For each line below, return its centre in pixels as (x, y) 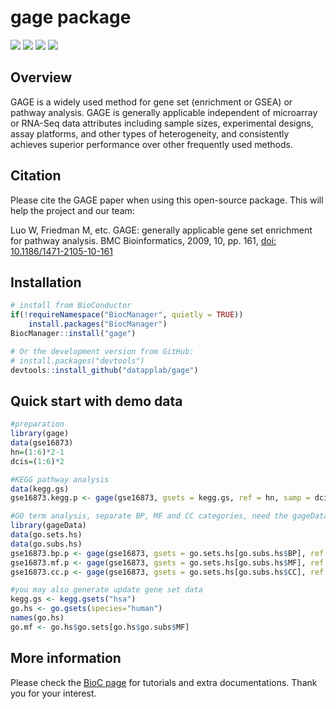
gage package (71, 17)
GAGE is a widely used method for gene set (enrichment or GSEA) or (151, 102)
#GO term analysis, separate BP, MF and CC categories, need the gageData (169, 516)
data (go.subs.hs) (46, 544)
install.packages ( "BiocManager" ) (98, 324)
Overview (41, 77)
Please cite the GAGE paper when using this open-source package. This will (167, 200)
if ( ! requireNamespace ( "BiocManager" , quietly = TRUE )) (127, 315)
